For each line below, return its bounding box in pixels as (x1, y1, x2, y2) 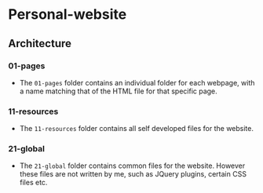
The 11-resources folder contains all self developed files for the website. (19, 124, 254, 133)
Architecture (8, 37, 72, 50)
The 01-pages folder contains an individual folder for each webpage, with (19, 78, 255, 87)
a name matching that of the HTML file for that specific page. (19, 86, 217, 96)
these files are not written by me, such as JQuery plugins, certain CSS (19, 169, 247, 179)
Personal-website (8, 5, 127, 24)
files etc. (19, 178, 48, 188)
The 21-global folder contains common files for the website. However (19, 161, 246, 170)
